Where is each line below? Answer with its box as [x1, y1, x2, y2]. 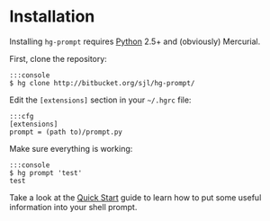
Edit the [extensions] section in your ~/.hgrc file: [9, 94, 192, 105]
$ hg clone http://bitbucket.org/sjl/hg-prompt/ [9, 78, 195, 87]
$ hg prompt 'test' [9, 168, 83, 177]
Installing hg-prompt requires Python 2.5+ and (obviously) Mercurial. [9, 36, 261, 47]
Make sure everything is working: [9, 143, 133, 154]
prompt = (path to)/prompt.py [9, 128, 123, 137]
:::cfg [9, 111, 34, 120]
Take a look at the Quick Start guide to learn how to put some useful [9, 191, 262, 203]
